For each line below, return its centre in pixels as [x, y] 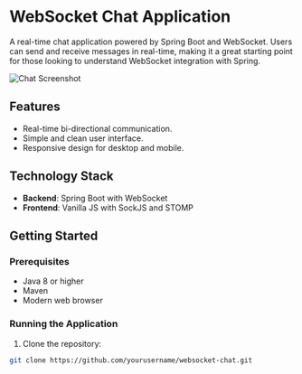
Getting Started [54, 235]
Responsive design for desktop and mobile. [103, 147]
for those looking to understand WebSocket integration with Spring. [135, 61]
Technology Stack [61, 177]
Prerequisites [39, 261]
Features [35, 107]
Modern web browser [63, 301]
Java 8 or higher [53, 281]
